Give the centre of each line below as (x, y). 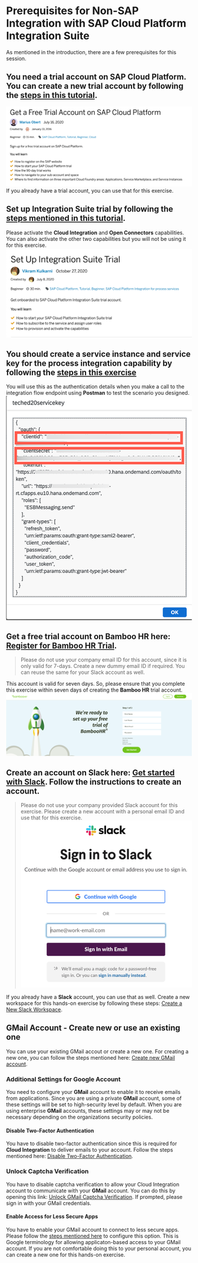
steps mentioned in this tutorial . (66, 218)
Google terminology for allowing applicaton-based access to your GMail (93, 1242)
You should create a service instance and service (98, 354)
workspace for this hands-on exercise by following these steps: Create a (94, 1003)
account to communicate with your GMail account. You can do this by (91, 1191)
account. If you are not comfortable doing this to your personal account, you (99, 1248)
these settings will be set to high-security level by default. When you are (94, 1105)
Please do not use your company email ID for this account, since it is (104, 660)
